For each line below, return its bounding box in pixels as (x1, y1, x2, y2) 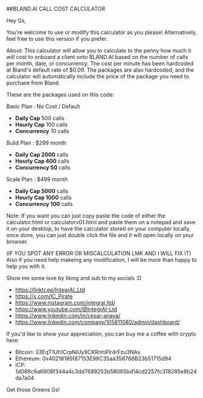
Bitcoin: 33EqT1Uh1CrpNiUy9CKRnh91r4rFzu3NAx (15, 349, 141, 355)
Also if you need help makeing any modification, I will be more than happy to (6, 256, 197, 263)
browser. (6, 238, 28, 245)
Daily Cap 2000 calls (15, 151, 68, 158)
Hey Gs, (6, 17, 26, 24)
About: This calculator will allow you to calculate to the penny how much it (6, 47, 191, 54)
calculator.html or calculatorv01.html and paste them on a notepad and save (6, 219, 196, 225)
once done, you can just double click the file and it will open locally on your (6, 232, 194, 239)
